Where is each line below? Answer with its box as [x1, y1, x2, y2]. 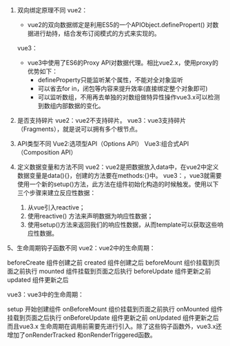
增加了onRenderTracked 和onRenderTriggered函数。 [7, 331, 156, 339]
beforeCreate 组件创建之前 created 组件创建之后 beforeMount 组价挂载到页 [7, 258, 220, 267]
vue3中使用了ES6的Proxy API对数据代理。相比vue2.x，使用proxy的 [27, 59, 219, 67]
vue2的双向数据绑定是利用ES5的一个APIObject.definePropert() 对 [27, 21, 213, 29]
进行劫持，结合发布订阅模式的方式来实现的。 [33, 30, 160, 37]
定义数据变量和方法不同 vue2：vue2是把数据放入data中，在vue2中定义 [17, 163, 219, 171]
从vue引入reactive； [27, 203, 85, 212]
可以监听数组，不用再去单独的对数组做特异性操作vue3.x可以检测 [37, 93, 220, 101]
